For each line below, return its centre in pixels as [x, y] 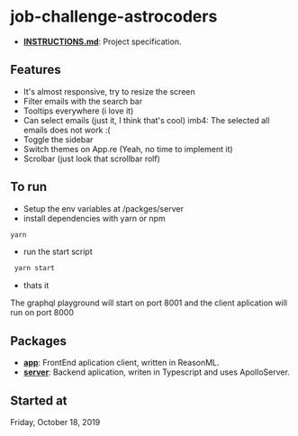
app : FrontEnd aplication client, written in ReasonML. [121, 363]
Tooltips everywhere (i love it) [78, 111]
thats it [36, 286]
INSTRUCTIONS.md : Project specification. [102, 41]
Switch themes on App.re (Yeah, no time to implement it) [128, 149]
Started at [39, 400]
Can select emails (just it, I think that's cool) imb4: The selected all [146, 120]
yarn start [34, 268]
